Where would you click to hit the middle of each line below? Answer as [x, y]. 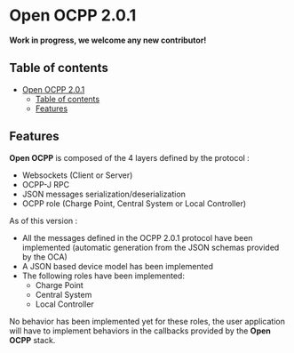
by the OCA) [45, 257]
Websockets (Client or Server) [77, 175]
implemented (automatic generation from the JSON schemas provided [151, 247]
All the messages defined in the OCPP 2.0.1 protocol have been [137, 237]
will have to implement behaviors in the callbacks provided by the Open [140, 331]
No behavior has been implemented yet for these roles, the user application [147, 321]
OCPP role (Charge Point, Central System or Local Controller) [134, 203]
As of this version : [44, 221]
